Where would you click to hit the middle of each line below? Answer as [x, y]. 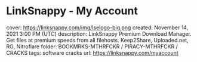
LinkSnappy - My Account [72, 11]
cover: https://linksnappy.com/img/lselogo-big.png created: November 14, [97, 27]
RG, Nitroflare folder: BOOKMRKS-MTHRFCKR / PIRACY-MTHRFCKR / [92, 46]
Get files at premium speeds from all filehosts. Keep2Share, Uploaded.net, [98, 40]
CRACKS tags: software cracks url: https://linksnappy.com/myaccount [93, 52]
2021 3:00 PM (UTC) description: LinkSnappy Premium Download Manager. [99, 33]
